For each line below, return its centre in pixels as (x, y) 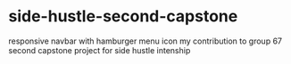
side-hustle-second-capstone (123, 16)
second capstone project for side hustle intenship (100, 50)
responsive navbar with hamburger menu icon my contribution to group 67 (145, 41)
